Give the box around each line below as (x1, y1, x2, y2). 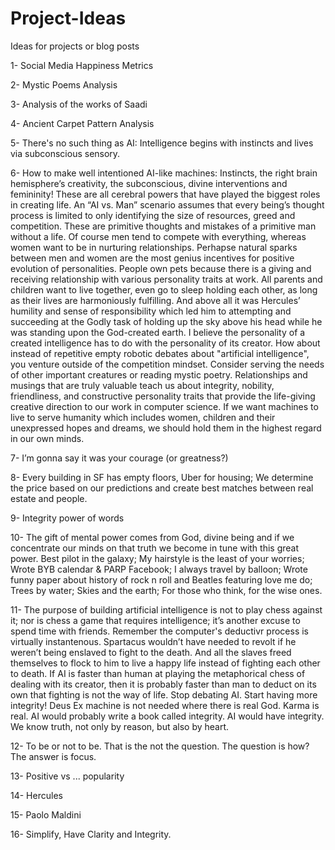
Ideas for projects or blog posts (10, 40, 140, 52)
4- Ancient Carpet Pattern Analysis (10, 117, 155, 129)
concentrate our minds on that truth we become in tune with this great (10, 542, 300, 554)
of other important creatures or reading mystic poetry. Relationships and (10, 368, 308, 381)
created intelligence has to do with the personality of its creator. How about (10, 337, 321, 349)
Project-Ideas (10, 7, 127, 30)
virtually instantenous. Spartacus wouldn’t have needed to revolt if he (10, 635, 297, 647)
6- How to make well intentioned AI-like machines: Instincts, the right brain (10, 167, 318, 179)
